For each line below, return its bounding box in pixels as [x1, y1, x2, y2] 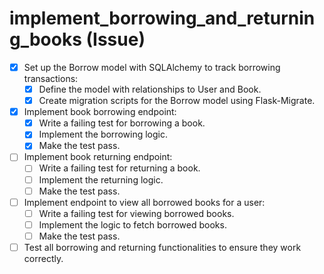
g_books [9, 28, 82, 51]
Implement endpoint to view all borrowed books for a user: [23, 196, 266, 208]
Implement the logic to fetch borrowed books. [38, 218, 227, 231]
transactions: [23, 73, 79, 84]
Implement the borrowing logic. [38, 128, 168, 141]
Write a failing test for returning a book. [38, 162, 201, 174]
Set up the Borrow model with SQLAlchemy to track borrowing [23, 61, 281, 73]
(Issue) [85, 28, 146, 51]
